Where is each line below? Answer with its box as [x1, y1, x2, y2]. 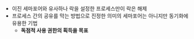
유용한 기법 [11, 20, 38, 26]
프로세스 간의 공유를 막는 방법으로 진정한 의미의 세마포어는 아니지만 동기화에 [11, 12, 189, 19]
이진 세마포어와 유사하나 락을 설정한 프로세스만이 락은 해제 [11, 5, 148, 12]
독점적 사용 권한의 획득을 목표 [20, 27, 89, 34]
